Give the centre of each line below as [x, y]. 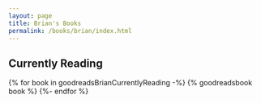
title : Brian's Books [45, 23]
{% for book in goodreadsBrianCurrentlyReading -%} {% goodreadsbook [130, 83]
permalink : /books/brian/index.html [70, 31]
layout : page [30, 16]
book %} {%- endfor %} [49, 91]
